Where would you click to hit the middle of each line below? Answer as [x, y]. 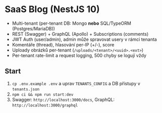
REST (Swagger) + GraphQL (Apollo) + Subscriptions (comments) [80, 34]
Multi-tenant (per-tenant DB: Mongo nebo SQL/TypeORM [72, 23]
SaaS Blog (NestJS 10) [52, 9]
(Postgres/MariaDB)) [33, 28]
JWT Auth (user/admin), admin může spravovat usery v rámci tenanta [84, 39]
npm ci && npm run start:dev [43, 94]
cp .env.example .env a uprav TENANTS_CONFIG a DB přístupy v [76, 83]
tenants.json [26, 89]
